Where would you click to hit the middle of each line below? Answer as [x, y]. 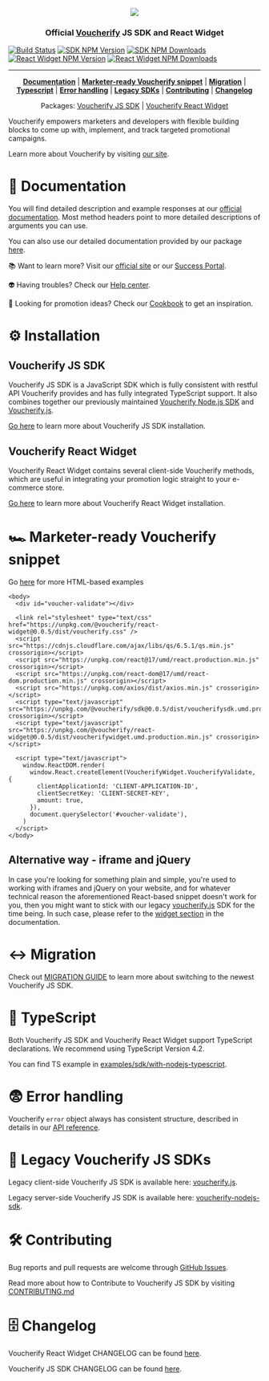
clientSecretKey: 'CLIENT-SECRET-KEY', [104, 793]
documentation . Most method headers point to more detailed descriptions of [134, 218]
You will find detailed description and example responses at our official [125, 209]
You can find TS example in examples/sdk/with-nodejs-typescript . [118, 1064]
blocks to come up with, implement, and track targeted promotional [119, 130]
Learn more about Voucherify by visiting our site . [89, 154]
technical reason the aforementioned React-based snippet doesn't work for [133, 896]
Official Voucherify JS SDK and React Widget [134, 32]
